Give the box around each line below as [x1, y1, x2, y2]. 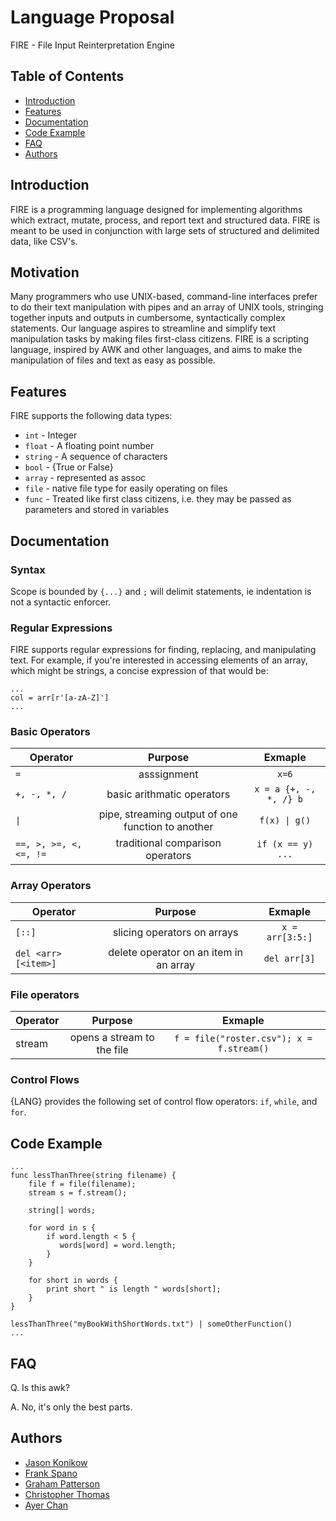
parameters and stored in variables [24, 504, 170, 516]
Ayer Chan [24, 1499, 69, 1511]
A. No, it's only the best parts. [10, 1401, 133, 1413]
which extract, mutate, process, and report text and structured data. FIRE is [10, 214, 321, 226]
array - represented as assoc [24, 472, 147, 484]
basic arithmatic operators [106, 787, 231, 801]
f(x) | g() [259, 815, 312, 826]
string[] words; [28, 1206, 97, 1216]
